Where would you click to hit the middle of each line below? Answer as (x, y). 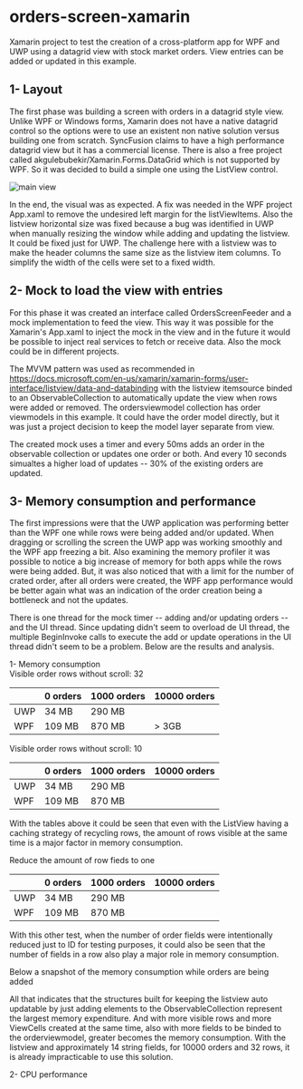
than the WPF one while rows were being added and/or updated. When (142, 533)
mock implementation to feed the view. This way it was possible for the (142, 322)
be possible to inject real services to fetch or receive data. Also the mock (146, 341)
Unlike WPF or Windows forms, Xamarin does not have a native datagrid (144, 121)
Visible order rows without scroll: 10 (76, 749)
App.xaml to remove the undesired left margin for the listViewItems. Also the (151, 214)
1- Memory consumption (55, 665)
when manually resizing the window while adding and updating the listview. (150, 233)
